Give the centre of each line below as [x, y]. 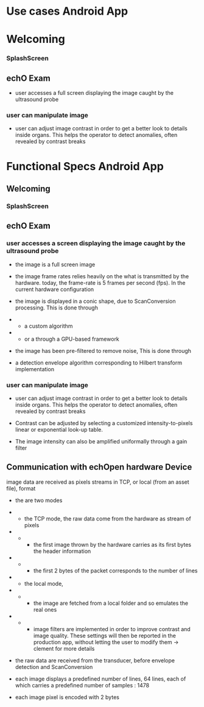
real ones [45, 609]
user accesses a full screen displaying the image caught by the [94, 93]
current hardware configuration [55, 289]
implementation [35, 369]
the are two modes [39, 500]
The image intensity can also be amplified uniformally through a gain [101, 441]
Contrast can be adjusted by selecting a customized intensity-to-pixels [104, 423]
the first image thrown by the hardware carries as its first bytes [112, 544]
